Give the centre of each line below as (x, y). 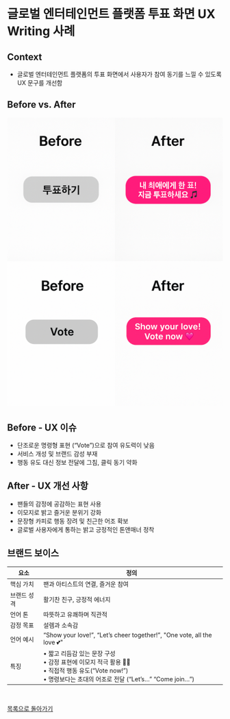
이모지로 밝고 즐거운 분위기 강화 (59, 512)
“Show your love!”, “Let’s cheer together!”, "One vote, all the (128, 635)
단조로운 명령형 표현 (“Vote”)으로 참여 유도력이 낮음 (86, 445)
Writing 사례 (41, 31)
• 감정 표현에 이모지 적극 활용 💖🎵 (87, 661)
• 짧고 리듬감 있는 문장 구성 (79, 653)
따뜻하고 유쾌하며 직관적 (75, 614)
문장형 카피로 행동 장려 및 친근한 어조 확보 (73, 521)
